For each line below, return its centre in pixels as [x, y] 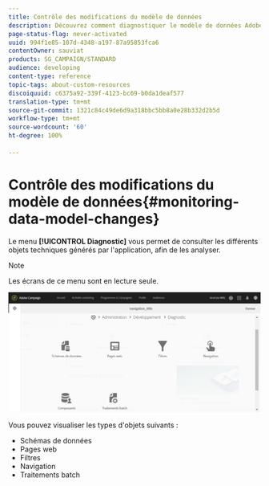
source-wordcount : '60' [48, 127]
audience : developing [44, 68]
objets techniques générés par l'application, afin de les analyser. [115, 250]
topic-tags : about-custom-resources [69, 84]
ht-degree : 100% [35, 136]
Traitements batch [50, 475]
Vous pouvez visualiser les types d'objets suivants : [93, 425]
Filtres [30, 458]
